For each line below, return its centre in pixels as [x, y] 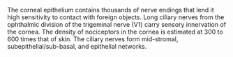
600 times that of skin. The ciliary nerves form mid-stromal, [93, 39]
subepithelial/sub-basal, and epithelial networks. [77, 46]
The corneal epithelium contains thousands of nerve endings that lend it [111, 10]
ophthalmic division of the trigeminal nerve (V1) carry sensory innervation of [117, 24]
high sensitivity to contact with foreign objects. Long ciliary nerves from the [116, 17]
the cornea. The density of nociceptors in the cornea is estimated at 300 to [115, 32]
